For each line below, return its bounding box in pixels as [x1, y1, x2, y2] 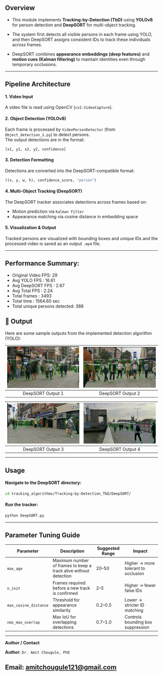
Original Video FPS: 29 [12, 272, 58, 278]
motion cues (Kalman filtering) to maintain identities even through [12, 56, 146, 62]
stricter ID [124, 602, 145, 608]
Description [60, 548, 85, 554]
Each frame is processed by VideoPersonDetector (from [5, 126, 115, 132]
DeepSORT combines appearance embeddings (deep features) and [12, 51, 149, 57]
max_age [7, 566, 23, 571]
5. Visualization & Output [5, 225, 57, 230]
